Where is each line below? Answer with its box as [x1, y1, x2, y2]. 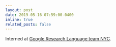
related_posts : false [5, 21, 51, 27]
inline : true [5, 17, 33, 22]
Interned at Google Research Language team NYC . [5, 36, 111, 42]
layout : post [5, 7, 33, 13]
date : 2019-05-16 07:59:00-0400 [5, 12, 74, 17]
